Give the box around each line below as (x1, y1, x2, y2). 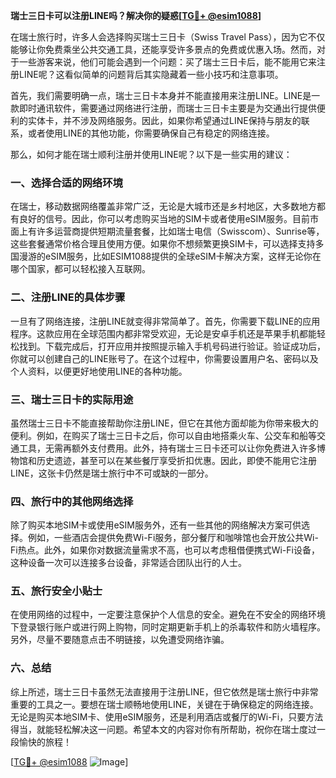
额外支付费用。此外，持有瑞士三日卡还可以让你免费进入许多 (71, 442, 317, 454)
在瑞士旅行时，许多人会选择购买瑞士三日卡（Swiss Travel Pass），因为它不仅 (10, 31, 326, 43)
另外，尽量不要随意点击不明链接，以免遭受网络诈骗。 (10, 634, 230, 646)
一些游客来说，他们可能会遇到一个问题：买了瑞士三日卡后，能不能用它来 (18, 56, 317, 68)
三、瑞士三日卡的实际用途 (10, 392, 134, 406)
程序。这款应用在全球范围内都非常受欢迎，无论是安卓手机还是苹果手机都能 (10, 327, 317, 339)
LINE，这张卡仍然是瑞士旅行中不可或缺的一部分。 (10, 467, 214, 479)
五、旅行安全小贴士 (10, 584, 103, 598)
